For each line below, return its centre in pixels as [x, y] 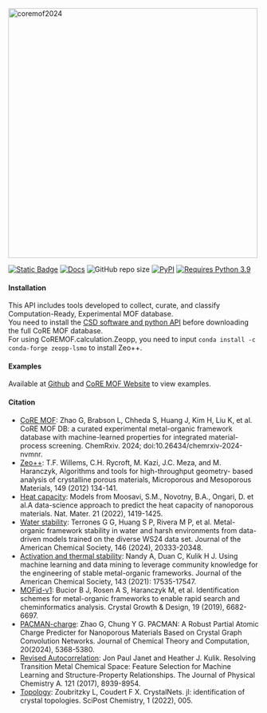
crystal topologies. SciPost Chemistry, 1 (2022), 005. [106, 700]
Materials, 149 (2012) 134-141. [69, 488]
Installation [27, 288]
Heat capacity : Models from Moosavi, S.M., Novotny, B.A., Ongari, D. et [136, 496]
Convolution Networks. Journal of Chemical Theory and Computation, [134, 641]
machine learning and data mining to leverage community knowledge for [139, 564]
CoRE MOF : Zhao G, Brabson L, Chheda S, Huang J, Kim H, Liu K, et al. [136, 420]
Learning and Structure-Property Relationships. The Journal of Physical [137, 675]
